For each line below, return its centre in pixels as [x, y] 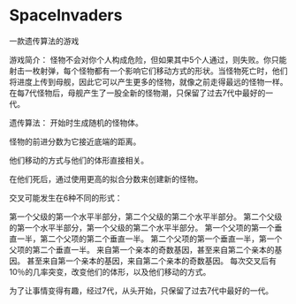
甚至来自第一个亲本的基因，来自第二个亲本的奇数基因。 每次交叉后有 [151, 261]
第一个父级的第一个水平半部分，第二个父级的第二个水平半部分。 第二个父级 [146, 217]
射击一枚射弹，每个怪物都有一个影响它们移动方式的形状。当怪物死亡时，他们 [148, 71]
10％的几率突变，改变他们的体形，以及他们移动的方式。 [110, 271]
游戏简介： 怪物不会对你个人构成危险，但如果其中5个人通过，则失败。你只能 [148, 59]
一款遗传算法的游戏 [44, 41]
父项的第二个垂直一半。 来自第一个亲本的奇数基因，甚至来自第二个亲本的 [142, 249]
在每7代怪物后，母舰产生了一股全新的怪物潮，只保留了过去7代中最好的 [137, 93]
